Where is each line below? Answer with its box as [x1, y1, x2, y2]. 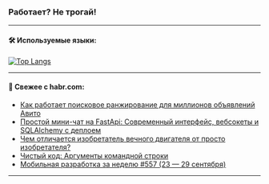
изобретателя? [19, 142, 71, 152]
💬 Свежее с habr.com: [8, 82, 85, 92]
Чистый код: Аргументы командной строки [19, 150, 169, 160]
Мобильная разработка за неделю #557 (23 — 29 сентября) [19, 159, 227, 169]
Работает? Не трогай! [8, 6, 97, 18]
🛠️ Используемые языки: [8, 35, 97, 45]
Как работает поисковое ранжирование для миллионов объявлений [19, 99, 255, 110]
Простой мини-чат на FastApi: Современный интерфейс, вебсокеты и [19, 117, 259, 126]
